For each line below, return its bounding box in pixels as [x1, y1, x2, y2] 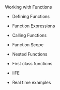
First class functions [12, 61, 53, 66]
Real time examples [12, 80, 51, 85]
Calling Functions [12, 33, 47, 38]
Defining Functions [12, 14, 50, 19]
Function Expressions [12, 23, 55, 29]
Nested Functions [12, 51, 47, 57]
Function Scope [12, 42, 44, 48]
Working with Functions [5, 4, 52, 10]
